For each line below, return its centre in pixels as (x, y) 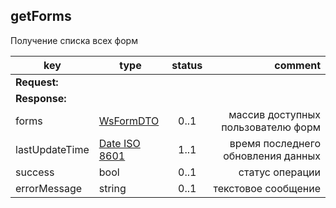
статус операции (279, 172)
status (187, 65)
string (112, 188)
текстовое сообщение (267, 188)
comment (297, 65)
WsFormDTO (129, 121)
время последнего (275, 143)
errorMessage (49, 188)
